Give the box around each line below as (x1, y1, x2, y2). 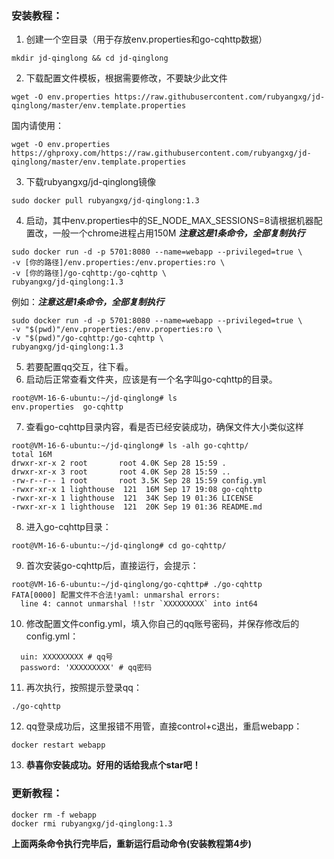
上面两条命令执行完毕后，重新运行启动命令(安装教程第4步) (11, 837, 253, 849)
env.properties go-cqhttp (11, 402, 124, 412)
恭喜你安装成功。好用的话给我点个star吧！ (25, 759, 201, 771)
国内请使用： (11, 120, 64, 132)
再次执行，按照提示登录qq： (25, 682, 143, 694)
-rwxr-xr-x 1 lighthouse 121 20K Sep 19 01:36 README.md (11, 502, 263, 512)
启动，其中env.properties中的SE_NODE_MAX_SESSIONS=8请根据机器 (25, 215, 314, 227)
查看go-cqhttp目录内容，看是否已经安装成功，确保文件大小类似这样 (25, 421, 304, 433)
